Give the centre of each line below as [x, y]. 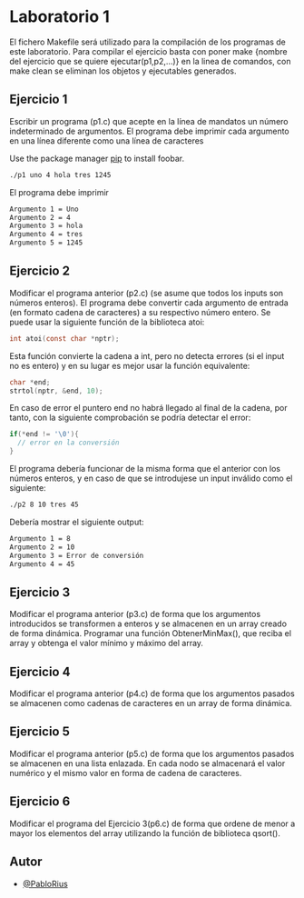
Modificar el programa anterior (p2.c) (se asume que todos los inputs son [147, 293]
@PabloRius [45, 883]
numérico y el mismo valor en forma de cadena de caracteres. [126, 773]
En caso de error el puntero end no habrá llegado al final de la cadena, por [148, 408]
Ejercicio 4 [40, 671]
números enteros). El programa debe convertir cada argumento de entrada [149, 303]
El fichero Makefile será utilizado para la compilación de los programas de [147, 42]
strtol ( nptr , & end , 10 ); [56, 391]
